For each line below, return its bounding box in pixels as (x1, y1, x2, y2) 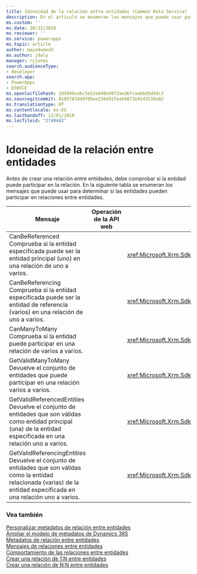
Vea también (6, 511, 43, 519)
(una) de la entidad (9, 425, 62, 433)
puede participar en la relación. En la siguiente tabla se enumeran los (6, 182, 173, 189)
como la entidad (9, 471, 54, 479)
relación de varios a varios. (9, 347, 83, 355)
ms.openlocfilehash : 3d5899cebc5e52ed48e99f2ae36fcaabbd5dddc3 (6, 90, 164, 96)
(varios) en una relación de (9, 308, 83, 316)
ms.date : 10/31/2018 (6, 25, 57, 31)
